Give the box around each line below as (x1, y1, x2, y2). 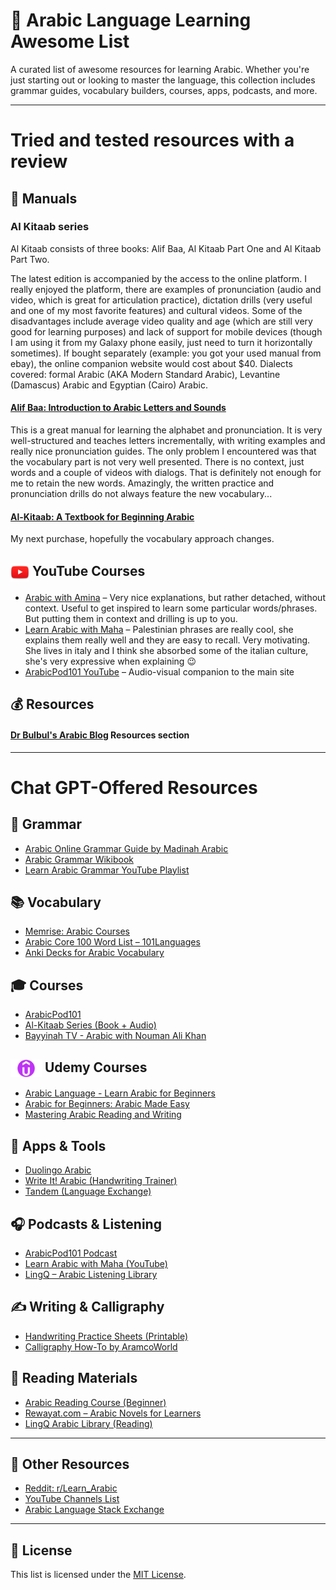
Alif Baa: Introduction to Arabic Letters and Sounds (10, 402, 227, 414)
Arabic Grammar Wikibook (24, 853, 134, 865)
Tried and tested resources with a (10, 129, 295, 152)
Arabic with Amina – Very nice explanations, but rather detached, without (24, 592, 326, 604)
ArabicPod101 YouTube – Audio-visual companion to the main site (24, 666, 295, 678)
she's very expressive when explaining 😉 (24, 655, 197, 668)
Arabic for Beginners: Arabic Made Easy (24, 1098, 190, 1110)
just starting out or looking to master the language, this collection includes (10, 74, 316, 86)
